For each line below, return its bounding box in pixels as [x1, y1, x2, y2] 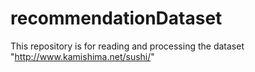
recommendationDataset [10, 7, 223, 30]
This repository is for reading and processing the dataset [10, 40, 245, 52]
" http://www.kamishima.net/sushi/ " [10, 50, 155, 62]
